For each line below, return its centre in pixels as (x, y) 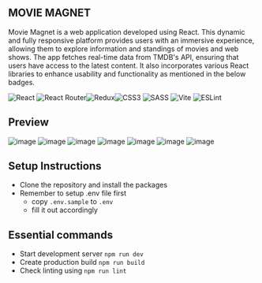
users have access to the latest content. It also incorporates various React (129, 65)
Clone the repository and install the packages (94, 185)
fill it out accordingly (65, 210)
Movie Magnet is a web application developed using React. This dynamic (127, 32)
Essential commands (60, 235)
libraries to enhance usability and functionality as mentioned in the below (127, 73)
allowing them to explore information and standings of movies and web (124, 48)
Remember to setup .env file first (73, 193)
